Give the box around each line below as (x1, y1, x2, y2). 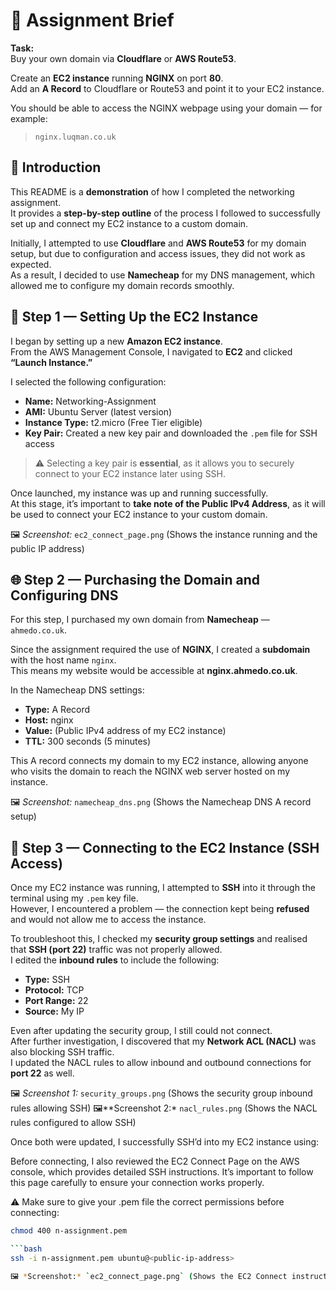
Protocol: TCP (24, 984, 85, 996)
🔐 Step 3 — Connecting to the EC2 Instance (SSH (10, 839, 320, 856)
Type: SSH (24, 974, 70, 986)
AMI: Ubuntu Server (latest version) (24, 405, 173, 418)
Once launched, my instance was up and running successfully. (10, 487, 269, 499)
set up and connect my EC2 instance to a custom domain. (10, 217, 249, 229)
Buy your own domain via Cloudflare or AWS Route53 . (10, 52, 237, 64)
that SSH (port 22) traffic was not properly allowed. (10, 944, 223, 956)
